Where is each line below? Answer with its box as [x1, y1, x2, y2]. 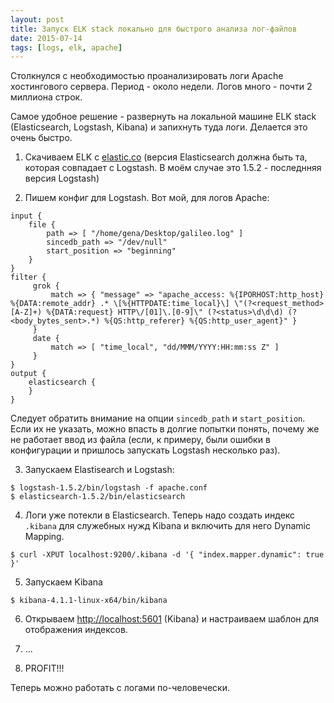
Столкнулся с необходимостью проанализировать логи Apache [10, 70, 284, 82]
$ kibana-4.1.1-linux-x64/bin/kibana [10, 596, 168, 606]
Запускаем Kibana [24, 576, 103, 588]
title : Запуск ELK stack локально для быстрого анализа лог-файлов [10, 24, 298, 34]
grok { [32, 281, 60, 291]
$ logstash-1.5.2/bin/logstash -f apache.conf [10, 483, 208, 493]
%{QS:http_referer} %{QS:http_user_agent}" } [104, 316, 298, 326]
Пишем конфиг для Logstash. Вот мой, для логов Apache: [24, 192, 270, 204]
